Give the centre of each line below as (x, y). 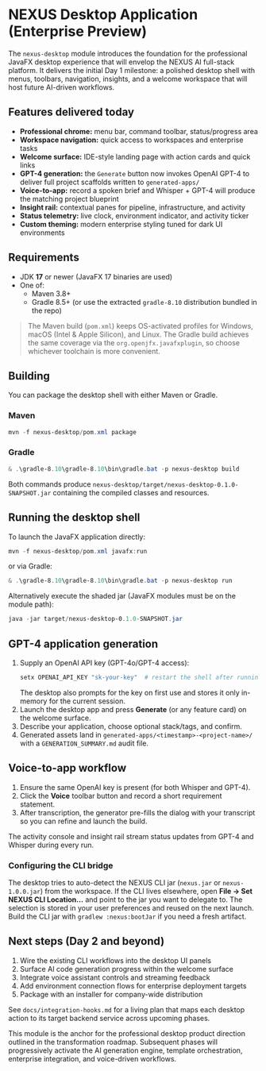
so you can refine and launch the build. (83, 821)
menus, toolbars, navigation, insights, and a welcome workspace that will (128, 79)
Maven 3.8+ (51, 293)
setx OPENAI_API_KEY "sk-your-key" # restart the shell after (127, 677)
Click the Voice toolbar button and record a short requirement (121, 796)
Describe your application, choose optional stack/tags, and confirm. (131, 726)
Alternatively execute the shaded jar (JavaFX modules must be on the (122, 596)
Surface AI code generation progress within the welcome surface (127, 969)
